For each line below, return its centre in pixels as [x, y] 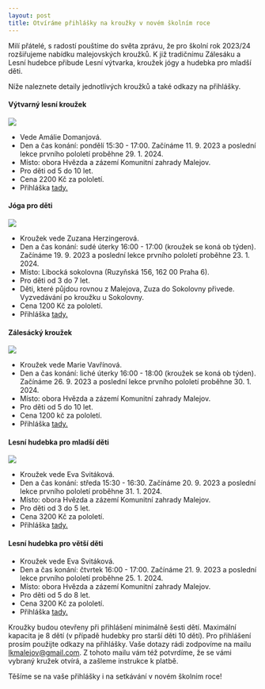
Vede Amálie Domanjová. [61, 137]
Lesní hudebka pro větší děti [56, 543]
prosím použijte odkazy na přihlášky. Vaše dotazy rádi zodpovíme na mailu [130, 644]
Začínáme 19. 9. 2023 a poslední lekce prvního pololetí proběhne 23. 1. [135, 255]
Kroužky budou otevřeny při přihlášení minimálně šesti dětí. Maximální [122, 627]
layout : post [30, 15]
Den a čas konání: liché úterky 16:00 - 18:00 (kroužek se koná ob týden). [138, 373]
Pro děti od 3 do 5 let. [55, 508]
